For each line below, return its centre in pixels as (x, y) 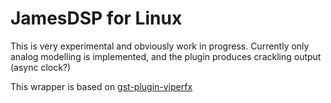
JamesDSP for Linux (96, 18)
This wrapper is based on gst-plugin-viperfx (101, 86)
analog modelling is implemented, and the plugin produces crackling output (166, 56)
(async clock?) (41, 67)
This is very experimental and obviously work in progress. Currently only (160, 46)
